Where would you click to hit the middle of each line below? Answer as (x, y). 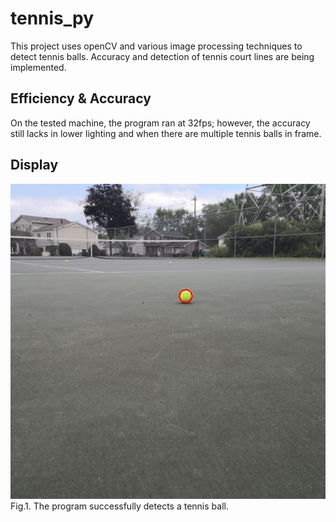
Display (34, 165)
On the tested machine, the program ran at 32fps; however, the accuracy (160, 123)
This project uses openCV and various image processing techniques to (156, 46)
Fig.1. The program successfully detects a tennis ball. (119, 506)
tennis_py (52, 18)
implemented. (38, 67)
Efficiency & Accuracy (81, 98)
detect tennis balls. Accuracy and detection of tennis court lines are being (162, 56)
